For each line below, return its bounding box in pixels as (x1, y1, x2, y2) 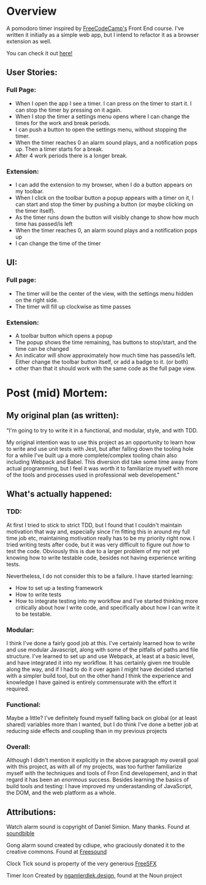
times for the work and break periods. (15, 119, 111, 126)
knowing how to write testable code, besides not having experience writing (6, 554, 196, 561)
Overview (6, 4, 57, 18)
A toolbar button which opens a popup (15, 332, 113, 339)
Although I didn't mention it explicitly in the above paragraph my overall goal (6, 756, 199, 764)
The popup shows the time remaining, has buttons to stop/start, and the (15, 339, 197, 346)
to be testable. (15, 610, 52, 618)
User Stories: (6, 67, 58, 78)
